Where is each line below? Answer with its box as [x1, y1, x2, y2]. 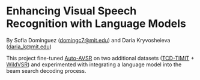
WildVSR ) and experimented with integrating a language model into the [6, 61, 182, 68]
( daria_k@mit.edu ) [6, 43, 52, 50]
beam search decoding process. [6, 67, 86, 74]
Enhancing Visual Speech [6, 4, 137, 18]
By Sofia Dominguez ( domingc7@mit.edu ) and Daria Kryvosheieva [6, 36, 171, 44]
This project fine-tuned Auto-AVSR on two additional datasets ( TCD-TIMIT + [6, 54, 195, 61]
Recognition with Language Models [6, 17, 186, 30]
